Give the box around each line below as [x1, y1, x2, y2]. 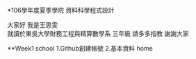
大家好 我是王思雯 [7, 21, 58, 29]
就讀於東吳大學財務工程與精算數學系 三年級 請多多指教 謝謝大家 [7, 30, 189, 37]
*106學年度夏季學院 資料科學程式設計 [7, 6, 115, 14]
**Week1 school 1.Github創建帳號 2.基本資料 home [7, 44, 153, 52]
